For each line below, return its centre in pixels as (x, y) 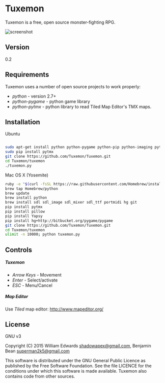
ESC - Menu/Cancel (32, 285)
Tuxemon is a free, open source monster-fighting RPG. (60, 22)
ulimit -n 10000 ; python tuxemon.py (42, 235)
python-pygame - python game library (51, 101)
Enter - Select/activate (35, 280)
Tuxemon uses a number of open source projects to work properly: (73, 86)
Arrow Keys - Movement (37, 275)
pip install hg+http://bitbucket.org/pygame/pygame (59, 221)
